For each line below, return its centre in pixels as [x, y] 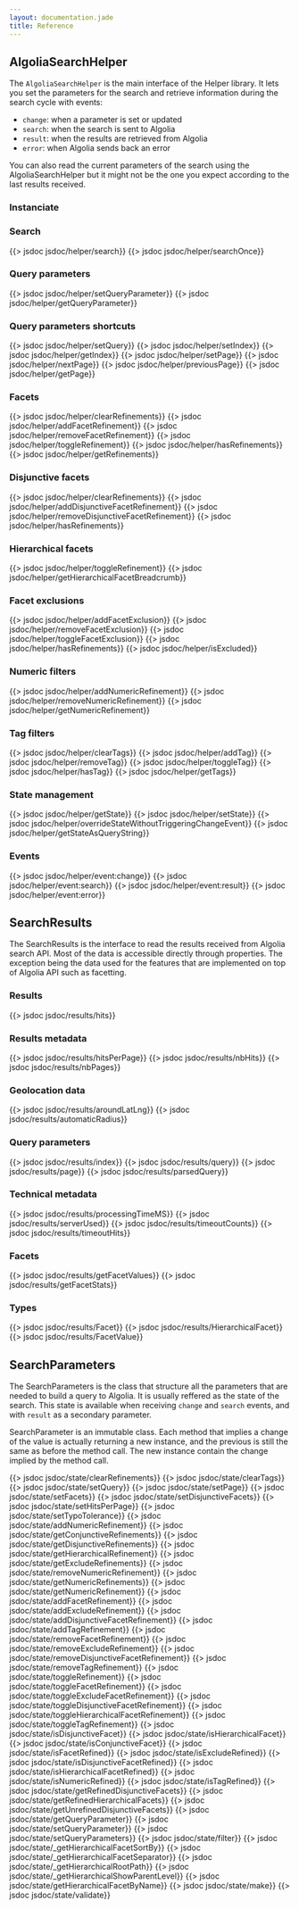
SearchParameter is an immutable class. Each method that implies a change [149, 1432]
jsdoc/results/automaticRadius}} [68, 1119]
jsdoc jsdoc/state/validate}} [60, 1895]
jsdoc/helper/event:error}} [58, 894]
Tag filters [32, 733]
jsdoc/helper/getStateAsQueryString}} [79, 833]
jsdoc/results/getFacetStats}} [63, 1285]
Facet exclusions [47, 601]
